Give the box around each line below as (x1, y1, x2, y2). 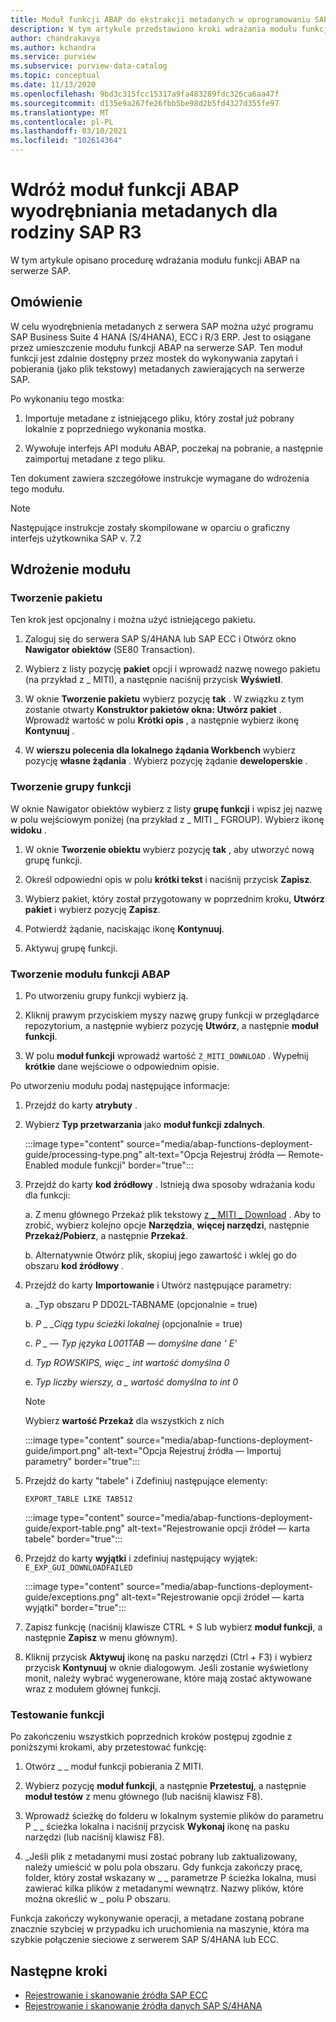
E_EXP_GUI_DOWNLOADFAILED (24, 1563, 133, 1573)
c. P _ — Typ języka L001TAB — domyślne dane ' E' (24, 1337, 238, 1350)
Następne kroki (10, 1962, 108, 1980)
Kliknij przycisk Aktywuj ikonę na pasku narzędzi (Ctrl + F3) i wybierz (24, 1651, 313, 1663)
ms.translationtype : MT (10, 107, 110, 118)
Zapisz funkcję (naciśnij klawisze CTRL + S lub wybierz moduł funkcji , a (24, 1621, 323, 1633)
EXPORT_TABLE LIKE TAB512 (24, 1494, 133, 1505)
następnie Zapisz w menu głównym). (24, 1632, 178, 1644)
